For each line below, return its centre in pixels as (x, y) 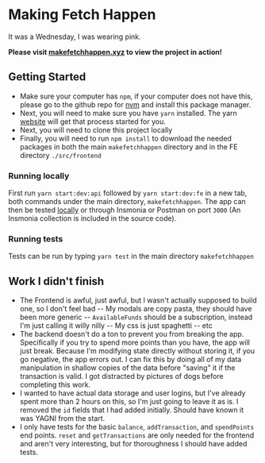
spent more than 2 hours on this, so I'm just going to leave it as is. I (129, 402)
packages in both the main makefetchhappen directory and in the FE (129, 147)
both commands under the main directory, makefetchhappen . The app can (127, 202)
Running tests (36, 238)
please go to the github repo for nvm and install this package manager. (135, 104)
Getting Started (47, 77)
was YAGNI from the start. (62, 419)
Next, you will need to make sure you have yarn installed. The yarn (129, 113)
